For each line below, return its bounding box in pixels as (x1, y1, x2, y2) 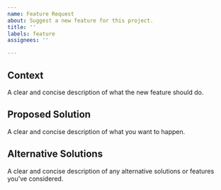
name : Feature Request (7, 10, 74, 18)
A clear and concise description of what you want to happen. (7, 127, 186, 135)
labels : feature (7, 30, 55, 38)
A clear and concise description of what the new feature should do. (7, 88, 204, 96)
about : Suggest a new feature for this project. (7, 17, 154, 24)
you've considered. (7, 174, 64, 183)
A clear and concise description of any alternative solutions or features (7, 167, 215, 175)
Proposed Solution (7, 108, 91, 121)
